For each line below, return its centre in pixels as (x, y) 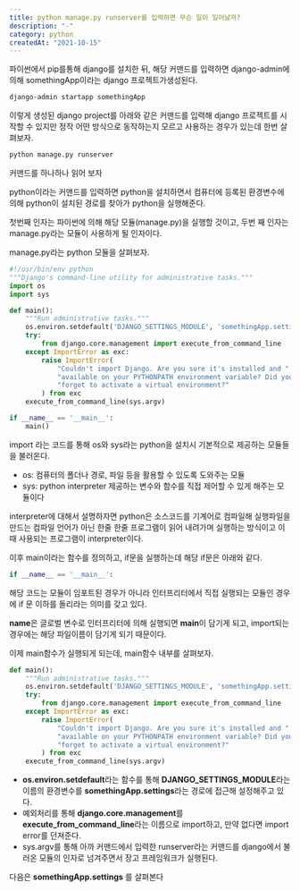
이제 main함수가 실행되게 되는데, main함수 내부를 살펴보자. (112, 653)
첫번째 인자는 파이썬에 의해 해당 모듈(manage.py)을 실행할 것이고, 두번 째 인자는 (149, 222)
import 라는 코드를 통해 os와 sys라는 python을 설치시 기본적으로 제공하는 (137, 445)
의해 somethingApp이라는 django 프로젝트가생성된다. (104, 81)
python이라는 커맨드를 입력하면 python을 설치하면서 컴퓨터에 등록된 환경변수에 (147, 192)
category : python (42, 34)
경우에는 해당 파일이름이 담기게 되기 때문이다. (88, 634)
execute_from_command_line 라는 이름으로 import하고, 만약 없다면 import (155, 825)
